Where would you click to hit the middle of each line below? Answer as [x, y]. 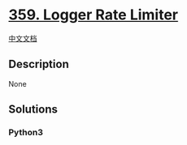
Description [39, 64]
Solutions [33, 110]
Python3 [26, 133]
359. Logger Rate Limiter [93, 15]
